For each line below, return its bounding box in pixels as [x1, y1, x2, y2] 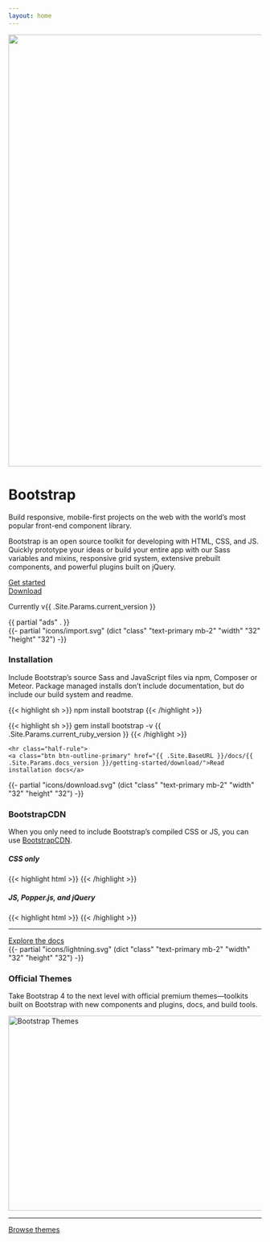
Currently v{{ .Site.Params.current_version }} [8, 601, 157, 611]
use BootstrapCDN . [8, 835, 72, 845]
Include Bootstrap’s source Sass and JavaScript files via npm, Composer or [8, 672, 258, 682]
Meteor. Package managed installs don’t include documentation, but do [8, 681, 245, 691]
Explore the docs [8, 936, 64, 945]
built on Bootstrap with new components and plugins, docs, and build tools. [8, 1000, 258, 1010]
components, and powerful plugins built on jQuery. [8, 562, 177, 572]
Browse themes [8, 1225, 60, 1235]
